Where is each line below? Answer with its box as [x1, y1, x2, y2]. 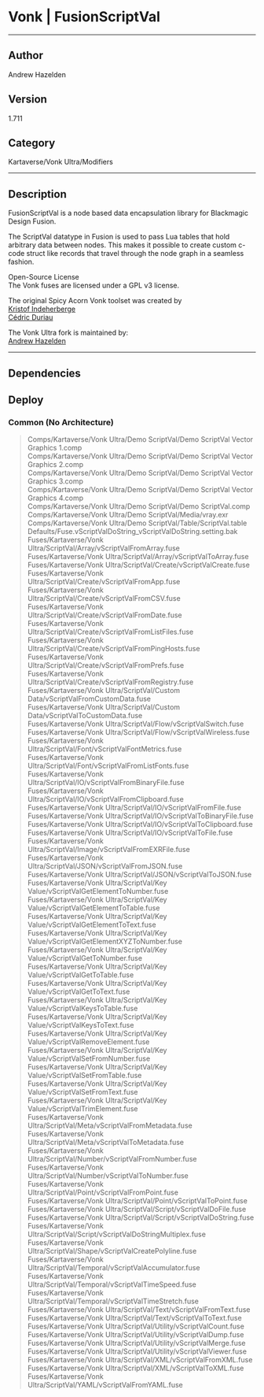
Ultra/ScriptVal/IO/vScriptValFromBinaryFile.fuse [27, 778, 185, 787]
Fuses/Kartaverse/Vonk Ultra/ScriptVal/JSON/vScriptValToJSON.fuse [27, 870, 252, 880]
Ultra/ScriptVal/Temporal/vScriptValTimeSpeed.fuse [27, 1280, 196, 1289]
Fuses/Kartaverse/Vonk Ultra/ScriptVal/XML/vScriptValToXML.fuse [27, 1363, 244, 1373]
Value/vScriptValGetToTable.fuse [27, 970, 134, 980]
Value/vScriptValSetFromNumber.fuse [27, 1054, 151, 1063]
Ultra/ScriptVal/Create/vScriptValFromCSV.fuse [27, 594, 181, 603]
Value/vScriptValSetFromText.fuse [27, 1088, 138, 1097]
